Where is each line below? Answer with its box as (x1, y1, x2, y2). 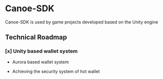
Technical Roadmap (5, 33, 67, 41)
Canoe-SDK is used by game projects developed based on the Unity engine (5, 19, 159, 25)
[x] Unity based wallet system (5, 48, 78, 55)
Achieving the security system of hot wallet (12, 68, 100, 74)
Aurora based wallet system (12, 59, 69, 65)
